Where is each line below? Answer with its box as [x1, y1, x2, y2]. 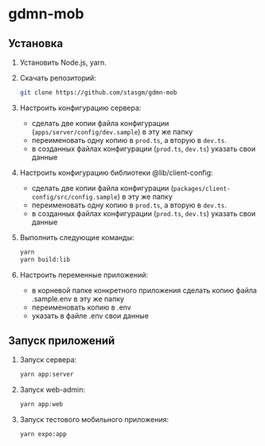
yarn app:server [19, 370, 74, 379]
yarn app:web [19, 401, 64, 409]
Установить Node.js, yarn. [19, 57, 107, 67]
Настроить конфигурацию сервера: [19, 103, 142, 112]
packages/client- [173, 184, 231, 192]
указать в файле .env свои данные [31, 310, 150, 320]
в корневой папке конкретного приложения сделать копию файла [31, 285, 257, 295]
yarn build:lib [19, 255, 71, 263]
